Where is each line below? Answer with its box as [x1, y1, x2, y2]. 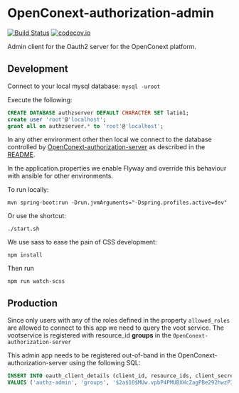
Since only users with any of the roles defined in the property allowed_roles [7, 316, 230, 325]
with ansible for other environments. [7, 172, 114, 181]
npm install [7, 252, 43, 259]
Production [7, 297, 58, 309]
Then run [7, 264, 34, 273]
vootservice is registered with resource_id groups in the [7, 331, 172, 340]
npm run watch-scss [7, 278, 65, 285]
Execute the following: [7, 95, 73, 104]
